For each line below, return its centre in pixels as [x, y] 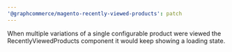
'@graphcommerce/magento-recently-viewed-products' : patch [95, 14]
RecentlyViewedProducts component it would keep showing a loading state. [116, 41]
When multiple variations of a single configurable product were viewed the [114, 33]
